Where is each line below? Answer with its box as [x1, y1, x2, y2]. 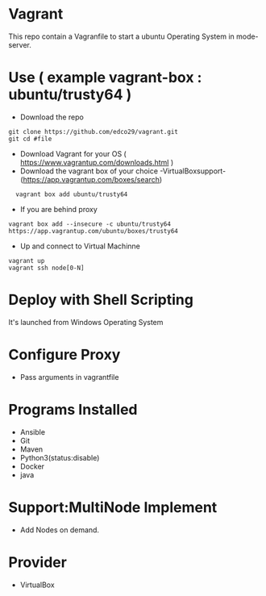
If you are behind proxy [19, 204, 98, 214]
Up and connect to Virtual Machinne [19, 241, 141, 251]
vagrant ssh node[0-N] [8, 264, 85, 272]
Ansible [19, 427, 46, 436]
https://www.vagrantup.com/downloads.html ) [19, 157, 174, 167]
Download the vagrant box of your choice [19, 166, 159, 176]
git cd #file [8, 135, 52, 143]
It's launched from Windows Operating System [8, 317, 164, 327]
